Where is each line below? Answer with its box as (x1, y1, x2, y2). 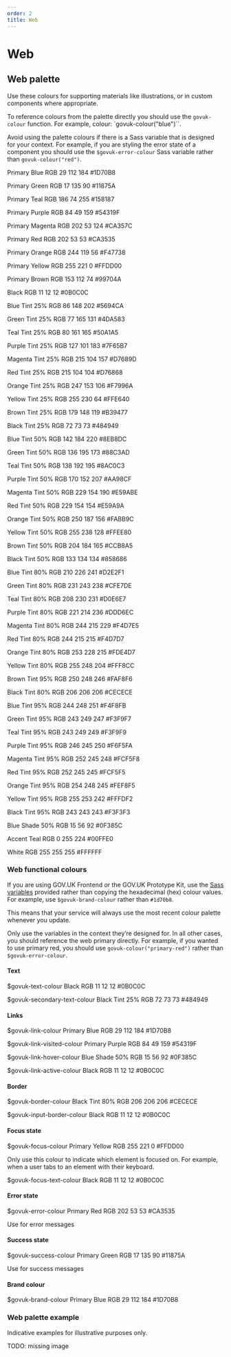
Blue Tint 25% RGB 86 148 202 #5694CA (7, 301, 124, 310)
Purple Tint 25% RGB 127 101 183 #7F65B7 (7, 341, 128, 349)
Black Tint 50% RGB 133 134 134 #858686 (7, 554, 127, 563)
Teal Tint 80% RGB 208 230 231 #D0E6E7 (7, 594, 126, 602)
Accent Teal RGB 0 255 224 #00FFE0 (7, 834, 113, 843)
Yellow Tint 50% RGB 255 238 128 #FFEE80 (7, 528, 132, 536)
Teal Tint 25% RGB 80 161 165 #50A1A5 (7, 328, 119, 336)
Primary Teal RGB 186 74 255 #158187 (7, 195, 115, 203)
